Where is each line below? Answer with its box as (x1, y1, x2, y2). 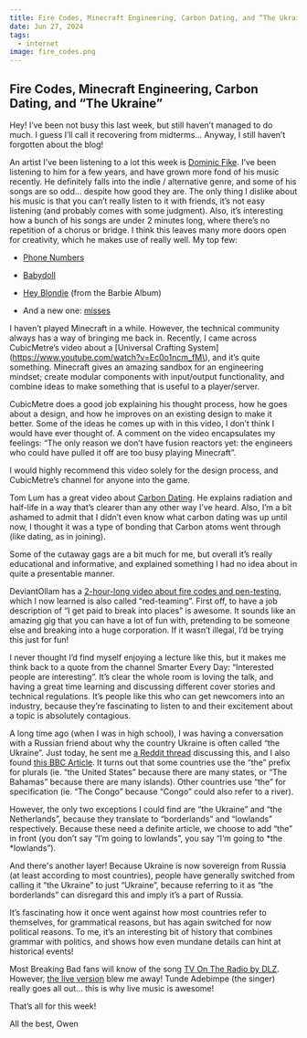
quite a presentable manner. (9, 568, 116, 579)
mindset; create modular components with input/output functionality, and (9, 371, 285, 382)
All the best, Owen (9, 1018, 79, 1029)
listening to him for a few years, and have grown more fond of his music (9, 166, 280, 177)
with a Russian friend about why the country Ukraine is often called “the (9, 737, 281, 749)
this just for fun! (9, 634, 69, 645)
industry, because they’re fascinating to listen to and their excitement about (9, 700, 294, 711)
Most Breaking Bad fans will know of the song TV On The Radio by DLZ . (9, 963, 281, 974)
